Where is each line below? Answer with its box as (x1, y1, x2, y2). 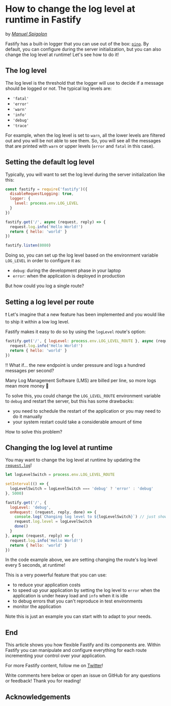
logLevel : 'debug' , (10, 505, 51, 510)
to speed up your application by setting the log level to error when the (12, 587, 160, 593)
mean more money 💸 (5, 383, 49, 389)
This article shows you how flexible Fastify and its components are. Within (5, 642, 161, 648)
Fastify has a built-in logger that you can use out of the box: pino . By (5, 40, 149, 46)
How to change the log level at (5, 3, 136, 15)
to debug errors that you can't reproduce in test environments (12, 598, 142, 604)
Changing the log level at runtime (5, 443, 113, 452)
